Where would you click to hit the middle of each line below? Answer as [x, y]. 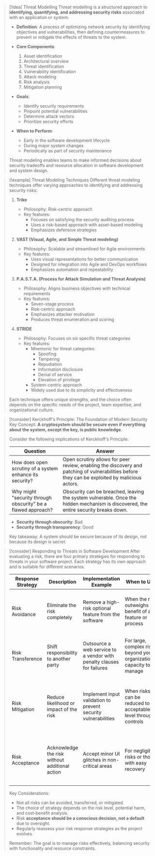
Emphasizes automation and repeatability [72, 269]
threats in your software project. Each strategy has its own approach [77, 561]
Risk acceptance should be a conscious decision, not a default [80, 818]
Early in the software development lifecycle [67, 140]
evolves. [25, 834]
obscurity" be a [29, 504]
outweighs [137, 605]
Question [35, 451]
